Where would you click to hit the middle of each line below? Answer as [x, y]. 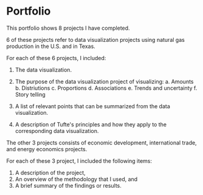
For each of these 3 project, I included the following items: [79, 161]
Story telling [30, 94]
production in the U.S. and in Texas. [51, 46]
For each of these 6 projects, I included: [56, 58]
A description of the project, [50, 173]
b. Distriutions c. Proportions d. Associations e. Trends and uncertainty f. [106, 88]
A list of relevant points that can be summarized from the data [92, 106]
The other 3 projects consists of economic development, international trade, [101, 142]
